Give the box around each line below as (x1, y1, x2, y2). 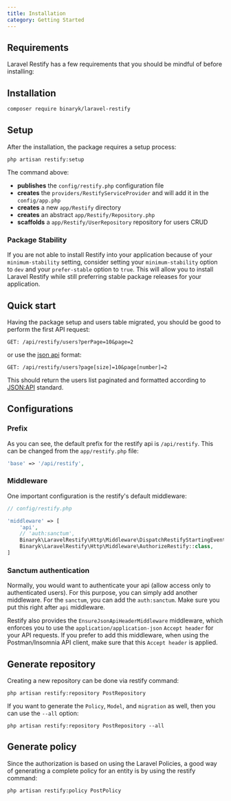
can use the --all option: (7, 709, 79, 718)
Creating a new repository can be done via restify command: (7, 677, 179, 685)
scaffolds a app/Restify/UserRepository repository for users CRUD (16, 218, 208, 226)
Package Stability (7, 235, 67, 245)
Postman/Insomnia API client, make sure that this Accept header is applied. (7, 638, 218, 646)
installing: (7, 67, 34, 76)
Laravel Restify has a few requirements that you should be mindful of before (7, 60, 222, 69)
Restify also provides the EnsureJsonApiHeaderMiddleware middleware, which (7, 616, 223, 625)
